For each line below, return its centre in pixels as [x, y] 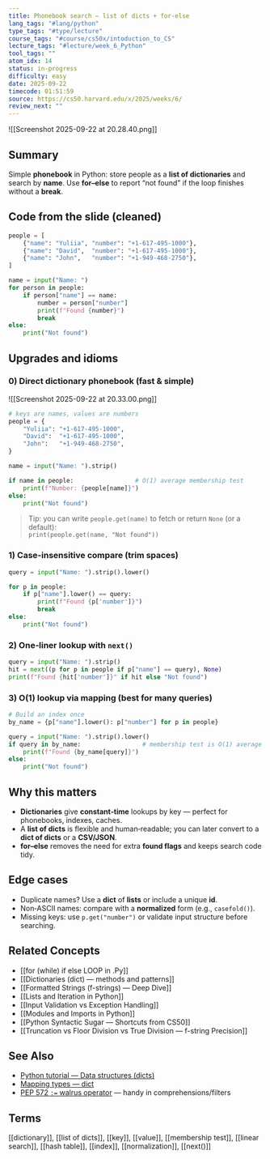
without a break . [36, 191]
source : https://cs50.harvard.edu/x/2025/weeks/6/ [95, 99]
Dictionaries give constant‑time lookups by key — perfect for [124, 812]
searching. [38, 925]
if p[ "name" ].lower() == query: [77, 594]
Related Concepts [55, 951]
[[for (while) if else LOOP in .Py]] [74, 970]
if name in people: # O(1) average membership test [126, 480]
